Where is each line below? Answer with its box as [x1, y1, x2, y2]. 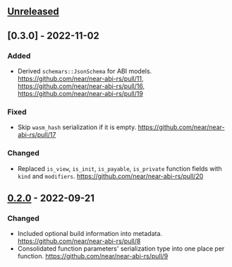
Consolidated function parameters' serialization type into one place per [17, 244, 225, 253]
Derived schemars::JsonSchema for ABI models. [17, 67, 152, 76]
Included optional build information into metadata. [17, 230, 163, 238]
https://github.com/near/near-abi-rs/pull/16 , [17, 82, 145, 90]
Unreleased [7, 6, 60, 18]
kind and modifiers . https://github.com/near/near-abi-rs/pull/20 [17, 172, 204, 180]
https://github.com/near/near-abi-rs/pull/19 [17, 90, 143, 98]
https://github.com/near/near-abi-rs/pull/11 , [17, 74, 144, 83]
